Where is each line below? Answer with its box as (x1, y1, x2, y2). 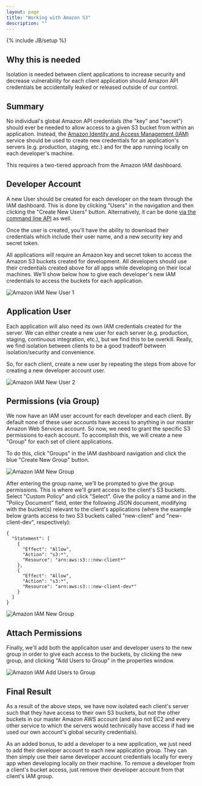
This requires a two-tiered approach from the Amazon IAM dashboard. (6, 162, 183, 169)
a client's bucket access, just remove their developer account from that (6, 766, 184, 773)
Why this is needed (6, 54, 81, 64)
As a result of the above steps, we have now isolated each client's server (6, 703, 189, 710)
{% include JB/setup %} (6, 37, 67, 44)
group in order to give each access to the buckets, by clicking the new (6, 650, 182, 658)
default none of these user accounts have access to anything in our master (6, 419, 194, 426)
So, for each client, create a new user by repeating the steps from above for (6, 360, 196, 367)
